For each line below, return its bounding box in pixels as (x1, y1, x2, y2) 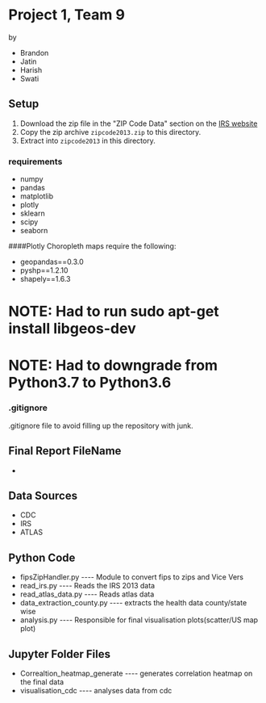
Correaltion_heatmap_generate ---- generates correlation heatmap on (19, 668, 253, 678)
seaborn (19, 226, 48, 236)
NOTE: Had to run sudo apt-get (8, 303, 219, 320)
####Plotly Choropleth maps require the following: (8, 241, 177, 251)
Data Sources (8, 488, 78, 502)
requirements (8, 156, 63, 167)
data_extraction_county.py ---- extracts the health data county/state (19, 598, 247, 608)
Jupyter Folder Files (8, 647, 111, 661)
